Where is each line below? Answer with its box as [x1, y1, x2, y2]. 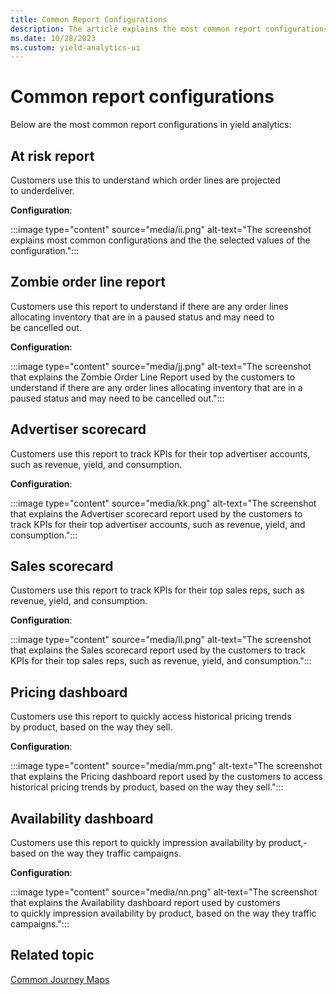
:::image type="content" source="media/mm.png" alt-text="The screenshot [10, 760, 323, 772]
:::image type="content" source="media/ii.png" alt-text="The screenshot [10, 224, 312, 235]
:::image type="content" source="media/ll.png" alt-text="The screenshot [10, 634, 312, 646]
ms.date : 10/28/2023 [10, 33, 97, 43]
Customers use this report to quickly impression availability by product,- [10, 837, 308, 849]
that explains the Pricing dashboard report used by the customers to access [10, 771, 323, 783]
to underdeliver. [10, 185, 75, 196]
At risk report [10, 147, 95, 165]
